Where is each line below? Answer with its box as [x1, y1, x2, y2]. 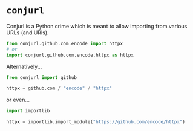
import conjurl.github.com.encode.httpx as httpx [6, 52, 134, 58]
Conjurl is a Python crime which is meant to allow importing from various [6, 22, 188, 30]
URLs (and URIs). [6, 29, 50, 36]
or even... [6, 96, 30, 104]
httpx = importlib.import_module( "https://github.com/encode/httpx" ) [6, 119, 186, 125]
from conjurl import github [6, 74, 77, 80]
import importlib [6, 108, 50, 114]
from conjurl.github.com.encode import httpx [6, 40, 123, 46]
